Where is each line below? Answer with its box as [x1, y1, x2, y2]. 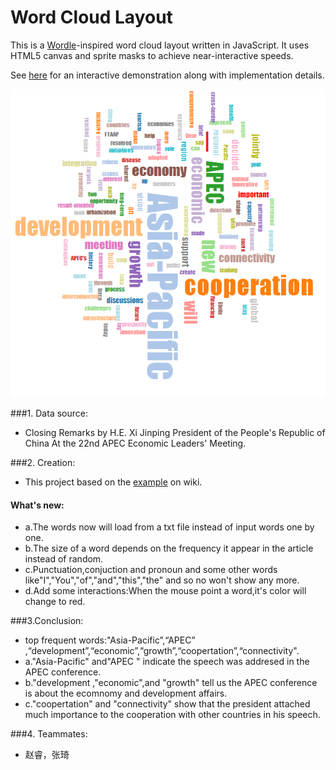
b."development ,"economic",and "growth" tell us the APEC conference [24, 677, 318, 689]
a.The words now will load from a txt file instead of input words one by [24, 521, 315, 533]
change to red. [24, 596, 86, 608]
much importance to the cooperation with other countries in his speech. [24, 709, 321, 721]
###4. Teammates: [10, 728, 88, 740]
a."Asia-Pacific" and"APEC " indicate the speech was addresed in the [24, 656, 310, 668]
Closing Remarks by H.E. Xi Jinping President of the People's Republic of [24, 427, 326, 438]
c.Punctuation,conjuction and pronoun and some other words [24, 564, 278, 576]
